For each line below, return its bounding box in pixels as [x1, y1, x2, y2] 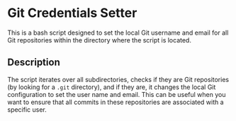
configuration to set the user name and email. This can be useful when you [7, 90, 226, 98]
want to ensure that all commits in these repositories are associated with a [7, 98, 225, 106]
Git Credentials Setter [7, 5, 137, 21]
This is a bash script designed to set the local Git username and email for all [7, 28, 229, 37]
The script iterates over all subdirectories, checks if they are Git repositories [7, 75, 229, 83]
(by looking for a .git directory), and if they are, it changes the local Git [7, 83, 216, 91]
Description [7, 57, 60, 69]
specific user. [7, 105, 47, 114]
